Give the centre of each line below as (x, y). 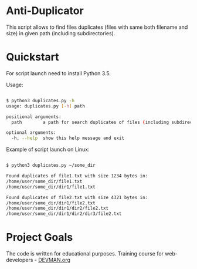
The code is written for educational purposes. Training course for (85, 254)
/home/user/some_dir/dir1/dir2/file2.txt (57, 209)
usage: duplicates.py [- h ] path (45, 106)
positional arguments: (34, 117)
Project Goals (40, 238)
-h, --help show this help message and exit (68, 138)
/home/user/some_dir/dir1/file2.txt (51, 203)
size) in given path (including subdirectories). (61, 33)
